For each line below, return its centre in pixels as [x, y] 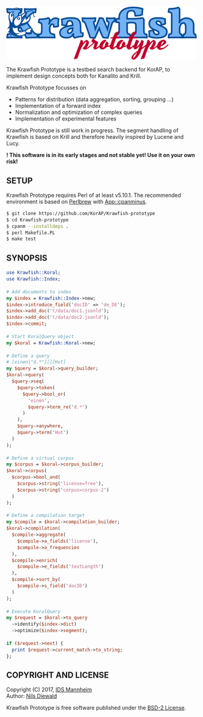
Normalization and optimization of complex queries [79, 112]
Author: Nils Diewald [32, 696]
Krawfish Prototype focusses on [46, 88]
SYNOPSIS [27, 258]
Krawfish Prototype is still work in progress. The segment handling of [92, 130]
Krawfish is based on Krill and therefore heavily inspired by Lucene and [95, 137]
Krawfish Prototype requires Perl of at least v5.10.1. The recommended [94, 195]
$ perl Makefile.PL [31, 233]
